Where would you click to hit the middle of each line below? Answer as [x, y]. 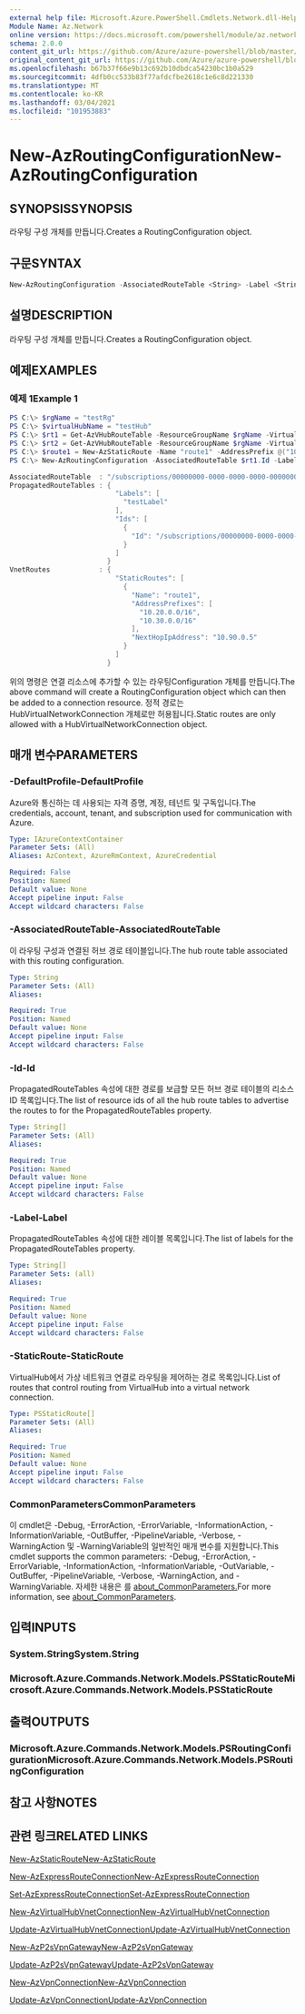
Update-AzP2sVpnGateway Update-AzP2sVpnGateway [112, 1964]
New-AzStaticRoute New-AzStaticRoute [83, 1858]
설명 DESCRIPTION [61, 315]
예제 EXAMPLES [54, 371]
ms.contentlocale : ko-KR [56, 94]
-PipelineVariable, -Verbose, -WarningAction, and [142, 1575]
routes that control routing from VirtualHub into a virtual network [130, 1387]
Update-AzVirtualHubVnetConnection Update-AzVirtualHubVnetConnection [150, 1929]
